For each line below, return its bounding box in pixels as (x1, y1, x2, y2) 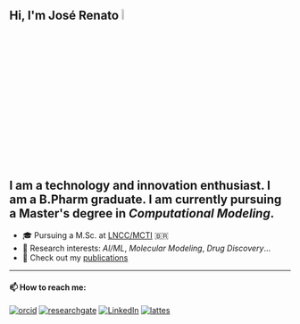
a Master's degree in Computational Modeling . (9, 206, 275, 221)
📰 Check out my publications (21, 252, 129, 263)
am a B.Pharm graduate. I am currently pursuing (9, 192, 282, 207)
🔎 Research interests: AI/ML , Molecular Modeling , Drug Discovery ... (21, 243, 271, 254)
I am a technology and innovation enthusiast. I (9, 177, 271, 192)
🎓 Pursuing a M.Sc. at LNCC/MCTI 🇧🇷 (21, 230, 170, 241)
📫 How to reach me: (9, 282, 87, 293)
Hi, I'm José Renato (9, 8, 119, 23)
